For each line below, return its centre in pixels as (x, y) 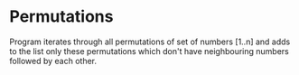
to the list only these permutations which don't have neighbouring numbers (149, 51)
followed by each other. (53, 61)
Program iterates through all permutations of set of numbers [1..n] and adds (150, 42)
